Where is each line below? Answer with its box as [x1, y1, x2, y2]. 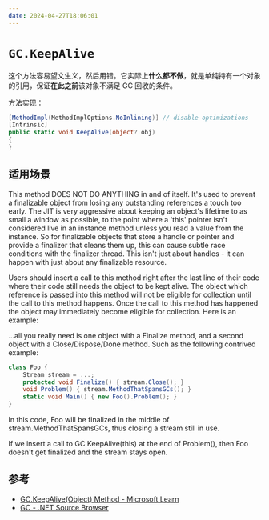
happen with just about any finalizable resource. [8, 257, 167, 266]
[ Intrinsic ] [8, 121, 48, 129]
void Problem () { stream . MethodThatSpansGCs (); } [22, 386, 192, 394]
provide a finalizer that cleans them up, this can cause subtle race [8, 240, 226, 250]
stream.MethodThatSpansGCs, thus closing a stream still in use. [8, 423, 220, 433]
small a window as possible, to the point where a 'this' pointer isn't [8, 214, 228, 224]
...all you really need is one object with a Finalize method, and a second [8, 330, 244, 340]
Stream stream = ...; [22, 370, 94, 378]
